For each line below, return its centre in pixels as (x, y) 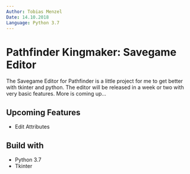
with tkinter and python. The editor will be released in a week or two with (95, 87)
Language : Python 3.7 (33, 23)
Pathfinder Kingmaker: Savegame (91, 52)
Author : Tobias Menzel (34, 12)
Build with (25, 145)
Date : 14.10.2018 (28, 17)
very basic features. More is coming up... (56, 94)
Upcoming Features (43, 113)
